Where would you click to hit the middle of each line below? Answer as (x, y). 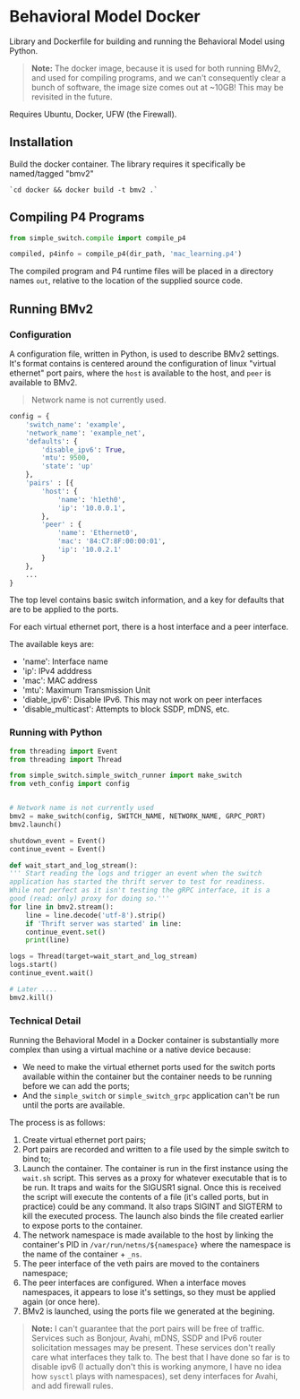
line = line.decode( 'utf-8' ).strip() (96, 915)
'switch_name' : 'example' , (76, 424)
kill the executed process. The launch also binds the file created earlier (153, 1215)
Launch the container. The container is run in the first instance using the (155, 1168)
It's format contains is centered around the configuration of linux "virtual (142, 363)
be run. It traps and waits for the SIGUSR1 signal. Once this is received (152, 1187)
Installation (41, 142)
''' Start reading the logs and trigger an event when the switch (136, 874)
